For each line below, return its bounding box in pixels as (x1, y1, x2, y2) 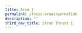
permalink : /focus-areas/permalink (5, 12, 78, 16)
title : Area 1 (5, 7, 34, 12)
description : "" (5, 16, 38, 21)
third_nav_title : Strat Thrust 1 (5, 20, 73, 26)
